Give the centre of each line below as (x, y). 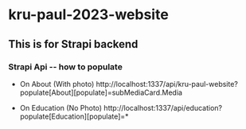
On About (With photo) (57, 84)
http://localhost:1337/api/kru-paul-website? (167, 84)
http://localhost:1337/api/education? (163, 107)
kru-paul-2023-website (88, 15)
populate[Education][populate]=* (74, 116)
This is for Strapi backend (73, 44)
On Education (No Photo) (61, 107)
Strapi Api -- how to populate (66, 67)
